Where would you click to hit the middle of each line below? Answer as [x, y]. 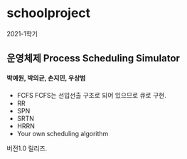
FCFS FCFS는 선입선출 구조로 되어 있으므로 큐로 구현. [91, 95]
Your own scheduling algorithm [63, 133]
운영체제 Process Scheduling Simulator [93, 58]
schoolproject [49, 13]
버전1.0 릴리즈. [27, 148]
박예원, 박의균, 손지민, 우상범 [46, 78]
